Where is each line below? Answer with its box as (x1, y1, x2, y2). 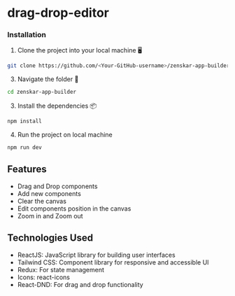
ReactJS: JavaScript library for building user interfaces (17, 251, 176, 259)
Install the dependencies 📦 (17, 101, 97, 110)
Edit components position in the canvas (17, 204, 131, 213)
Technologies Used (7, 232, 93, 244)
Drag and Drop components (17, 182, 98, 190)
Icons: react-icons (17, 273, 70, 281)
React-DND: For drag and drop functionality (17, 280, 143, 288)
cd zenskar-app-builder (7, 89, 77, 96)
